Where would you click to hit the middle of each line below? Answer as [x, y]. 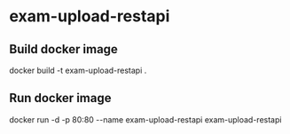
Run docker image [60, 98]
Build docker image [63, 49]
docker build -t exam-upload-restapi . [78, 70]
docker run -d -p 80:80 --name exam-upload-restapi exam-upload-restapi [145, 119]
